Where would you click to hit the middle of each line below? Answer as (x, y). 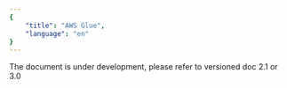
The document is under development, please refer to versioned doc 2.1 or (143, 67)
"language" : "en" (57, 33)
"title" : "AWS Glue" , (65, 26)
